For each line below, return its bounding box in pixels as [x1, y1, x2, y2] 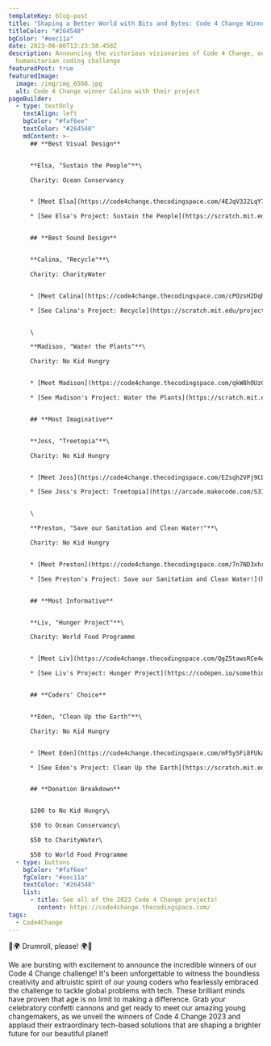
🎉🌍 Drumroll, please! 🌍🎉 [8, 941, 93, 951]
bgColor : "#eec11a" [8, 34, 74, 43]
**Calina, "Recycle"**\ [29, 256, 110, 264]
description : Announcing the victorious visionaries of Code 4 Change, [8, 49, 254, 57]
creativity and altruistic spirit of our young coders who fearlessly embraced [8, 976, 259, 987]
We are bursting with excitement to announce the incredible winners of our [8, 959, 257, 969]
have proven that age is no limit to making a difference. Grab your [8, 994, 226, 1004]
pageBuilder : [8, 95, 52, 103]
